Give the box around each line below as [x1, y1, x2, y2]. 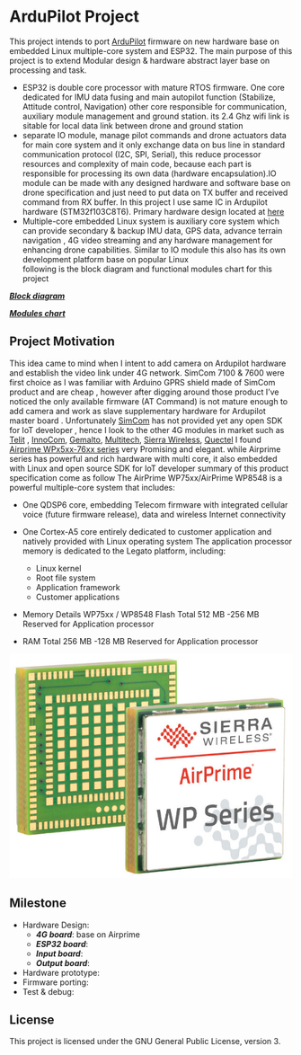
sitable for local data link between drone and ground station [22, 120, 244, 131]
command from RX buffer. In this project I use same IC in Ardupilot [22, 196, 268, 208]
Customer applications [35, 591, 120, 602]
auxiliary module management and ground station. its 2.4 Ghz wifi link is [22, 111, 290, 121]
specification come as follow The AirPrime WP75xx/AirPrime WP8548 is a [9, 472, 283, 483]
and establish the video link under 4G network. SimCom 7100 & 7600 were [9, 367, 285, 378]
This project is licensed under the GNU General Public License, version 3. [9, 1036, 281, 1047]
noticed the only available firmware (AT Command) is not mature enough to [9, 395, 288, 406]
